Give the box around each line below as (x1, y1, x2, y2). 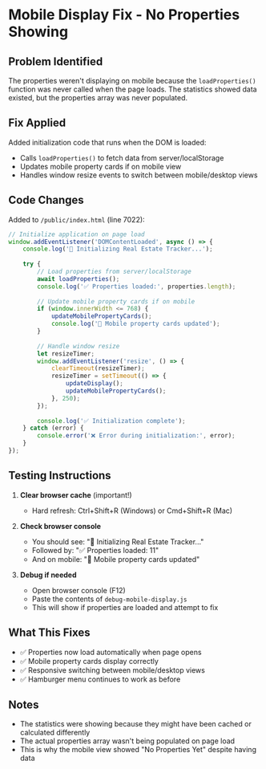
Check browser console (19, 521, 102, 531)
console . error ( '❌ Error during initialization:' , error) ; (37, 432, 236, 440)
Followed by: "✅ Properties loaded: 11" (31, 545, 159, 555)
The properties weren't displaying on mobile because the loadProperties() (8, 76, 256, 85)
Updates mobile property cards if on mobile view (19, 161, 182, 171)
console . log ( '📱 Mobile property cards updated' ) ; (50, 319, 220, 328)
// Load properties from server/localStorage (37, 267, 192, 275)
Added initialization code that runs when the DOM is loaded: (8, 137, 207, 147)
